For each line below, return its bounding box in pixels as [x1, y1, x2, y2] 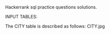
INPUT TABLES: [5, 14, 37, 19]
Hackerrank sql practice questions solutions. [5, 4, 97, 10]
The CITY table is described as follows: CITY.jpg [5, 23, 105, 29]
